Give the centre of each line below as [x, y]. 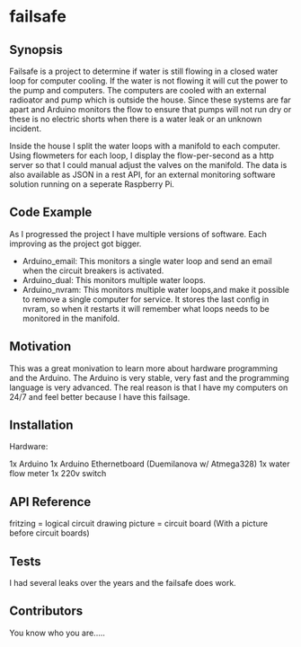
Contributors [46, 612]
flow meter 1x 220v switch [58, 474]
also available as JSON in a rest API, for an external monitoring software [142, 174]
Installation [41, 425]
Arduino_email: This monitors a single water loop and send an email [147, 261]
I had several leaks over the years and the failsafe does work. [123, 583]
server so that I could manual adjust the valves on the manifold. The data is [148, 165]
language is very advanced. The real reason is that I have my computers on [149, 387]
